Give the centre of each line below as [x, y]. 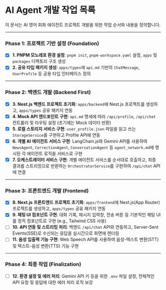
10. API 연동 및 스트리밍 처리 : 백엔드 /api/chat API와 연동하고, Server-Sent [85, 227]
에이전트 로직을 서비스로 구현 [55, 153]
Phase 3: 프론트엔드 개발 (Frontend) [47, 191]
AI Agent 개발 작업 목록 [50, 10]
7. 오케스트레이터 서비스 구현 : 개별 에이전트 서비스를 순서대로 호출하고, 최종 [84, 160]
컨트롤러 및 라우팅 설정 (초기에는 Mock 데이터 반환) [62, 123]
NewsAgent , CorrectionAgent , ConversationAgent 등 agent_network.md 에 [83, 147]
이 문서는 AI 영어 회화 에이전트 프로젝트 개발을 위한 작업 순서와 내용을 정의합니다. [83, 25]
